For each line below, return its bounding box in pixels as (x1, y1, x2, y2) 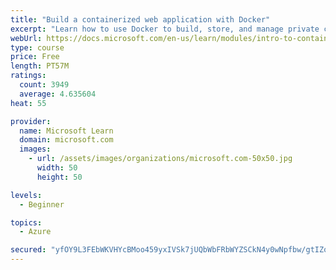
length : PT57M (10, 61, 70, 71)
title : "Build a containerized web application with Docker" (10, 14, 271, 25)
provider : (10, 116, 52, 126)
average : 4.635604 (19, 89, 97, 99)
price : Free (10, 52, 60, 62)
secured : (10, 245, 47, 255)
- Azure (19, 227, 52, 237)
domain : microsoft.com (19, 135, 114, 145)
